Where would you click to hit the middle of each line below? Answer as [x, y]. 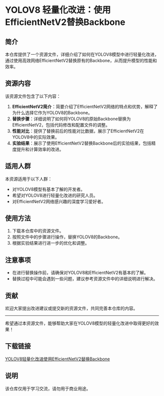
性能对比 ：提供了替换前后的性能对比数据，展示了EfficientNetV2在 [78, 131]
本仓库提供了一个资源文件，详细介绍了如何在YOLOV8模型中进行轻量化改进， [82, 54]
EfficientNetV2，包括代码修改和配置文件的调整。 [61, 125]
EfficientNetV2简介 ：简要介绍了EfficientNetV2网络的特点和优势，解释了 [85, 106]
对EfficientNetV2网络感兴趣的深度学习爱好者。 [59, 201]
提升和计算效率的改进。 [40, 149]
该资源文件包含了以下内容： [33, 96]
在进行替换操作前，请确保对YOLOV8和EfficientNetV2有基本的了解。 [80, 273]
